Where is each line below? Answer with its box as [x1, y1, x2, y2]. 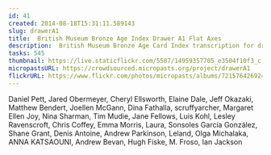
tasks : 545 [8, 49, 45, 57]
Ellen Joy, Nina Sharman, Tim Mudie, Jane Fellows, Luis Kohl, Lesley [8, 111, 236, 121]
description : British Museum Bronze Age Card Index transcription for [8, 42, 254, 50]
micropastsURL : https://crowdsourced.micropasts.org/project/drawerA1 [8, 65, 251, 73]
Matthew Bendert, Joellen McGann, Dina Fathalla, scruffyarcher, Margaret [8, 103, 254, 112]
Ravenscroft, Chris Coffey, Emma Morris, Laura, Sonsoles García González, [8, 119, 258, 129]
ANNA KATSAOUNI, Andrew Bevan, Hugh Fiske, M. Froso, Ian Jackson [8, 136, 243, 146]
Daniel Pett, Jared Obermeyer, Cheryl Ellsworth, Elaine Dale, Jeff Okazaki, [8, 94, 254, 103]
